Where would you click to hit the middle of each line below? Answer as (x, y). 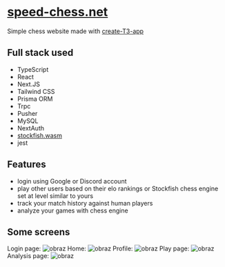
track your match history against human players (85, 203)
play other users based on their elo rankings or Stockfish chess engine (118, 188)
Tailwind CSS (36, 91)
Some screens (39, 232)
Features (27, 165)
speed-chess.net (58, 12)
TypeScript (33, 69)
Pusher (27, 113)
